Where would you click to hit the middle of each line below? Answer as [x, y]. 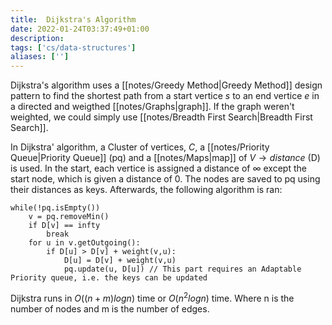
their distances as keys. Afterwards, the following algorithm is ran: [146, 190]
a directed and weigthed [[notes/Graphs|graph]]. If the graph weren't [152, 107]
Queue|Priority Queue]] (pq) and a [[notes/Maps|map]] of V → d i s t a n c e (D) [165, 158]
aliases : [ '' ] [40, 57]
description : [37, 38]
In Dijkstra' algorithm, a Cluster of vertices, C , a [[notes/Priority [140, 147]
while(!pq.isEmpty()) [55, 208]
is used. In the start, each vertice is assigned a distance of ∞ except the [158, 168]
